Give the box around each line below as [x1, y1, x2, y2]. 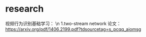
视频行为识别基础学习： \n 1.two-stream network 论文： [5, 20, 122, 26]
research [5, 3, 44, 15]
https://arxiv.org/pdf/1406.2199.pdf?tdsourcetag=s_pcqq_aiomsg [5, 26, 141, 32]
